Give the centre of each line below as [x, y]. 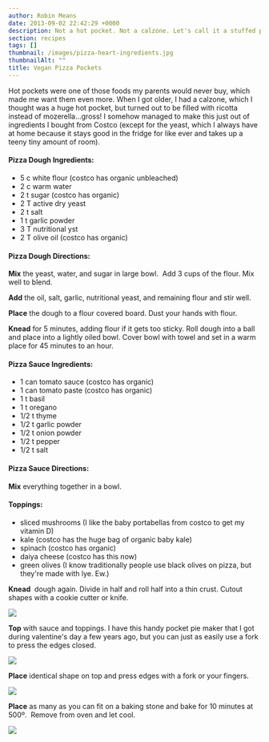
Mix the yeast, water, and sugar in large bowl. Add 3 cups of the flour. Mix [131, 274]
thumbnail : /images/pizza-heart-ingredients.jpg [91, 53]
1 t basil [32, 399]
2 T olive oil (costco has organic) [74, 237]
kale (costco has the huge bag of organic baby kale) [106, 539]
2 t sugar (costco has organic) [70, 195]
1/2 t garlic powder [51, 425]
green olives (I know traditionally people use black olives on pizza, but [136, 565]
